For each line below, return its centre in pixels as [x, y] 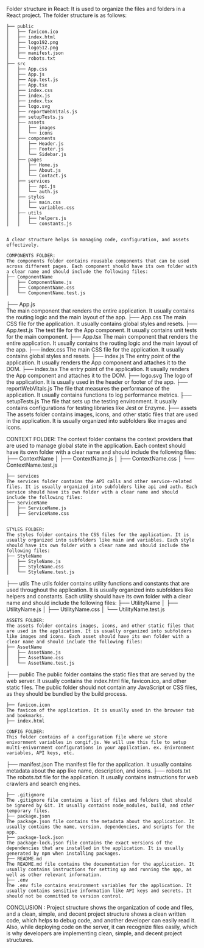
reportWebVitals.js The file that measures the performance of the [88, 388]
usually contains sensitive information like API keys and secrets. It [99, 891]
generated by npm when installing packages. [64, 854]
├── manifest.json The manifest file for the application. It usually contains [99, 764]
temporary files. [28, 811]
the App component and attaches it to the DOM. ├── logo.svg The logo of [100, 375]
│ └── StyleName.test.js [40, 572]
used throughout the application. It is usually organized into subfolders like [100, 590]
